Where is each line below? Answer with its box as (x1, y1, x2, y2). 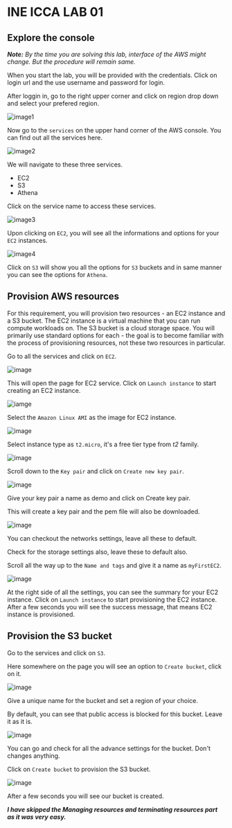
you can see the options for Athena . (7, 271, 108, 278)
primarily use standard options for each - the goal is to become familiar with (7, 331, 224, 339)
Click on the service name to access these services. (7, 202, 156, 210)
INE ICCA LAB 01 (7, 4, 104, 20)
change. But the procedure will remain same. (7, 58, 136, 66)
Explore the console (7, 32, 95, 44)
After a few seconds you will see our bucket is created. (7, 792, 164, 800)
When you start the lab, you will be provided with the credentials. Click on (7, 71, 217, 79)
